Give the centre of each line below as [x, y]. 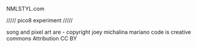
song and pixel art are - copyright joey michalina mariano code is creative [99, 32]
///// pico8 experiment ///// [40, 20]
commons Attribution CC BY [42, 38]
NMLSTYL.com [25, 9]
